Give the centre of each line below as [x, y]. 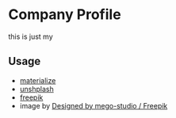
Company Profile [65, 15]
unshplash [36, 89]
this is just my [31, 36]
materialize [38, 80]
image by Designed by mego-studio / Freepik [94, 105]
